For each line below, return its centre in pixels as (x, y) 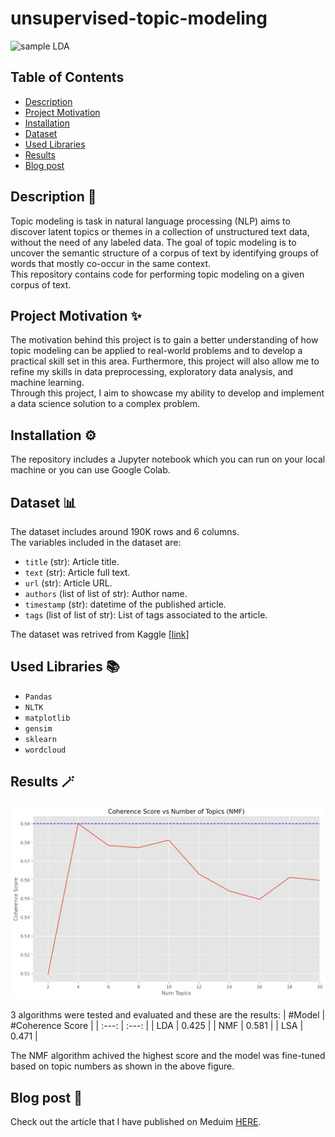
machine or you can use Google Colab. (90, 470)
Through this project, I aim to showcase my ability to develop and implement (167, 393)
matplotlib (47, 718)
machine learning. (47, 383)
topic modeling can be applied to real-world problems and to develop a (156, 351)
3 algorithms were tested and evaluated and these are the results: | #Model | (168, 1015)
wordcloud (45, 750)
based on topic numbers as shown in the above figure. (122, 1066)
